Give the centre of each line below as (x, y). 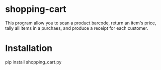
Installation (29, 48)
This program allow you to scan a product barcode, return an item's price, (81, 23)
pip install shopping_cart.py (33, 62)
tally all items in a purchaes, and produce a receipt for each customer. (77, 28)
